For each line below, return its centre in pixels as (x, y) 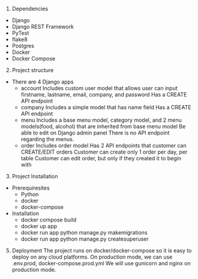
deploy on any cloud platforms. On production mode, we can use (92, 257)
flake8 (20, 39)
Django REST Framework (43, 27)
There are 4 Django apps (43, 82)
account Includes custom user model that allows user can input (99, 88)
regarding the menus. (47, 139)
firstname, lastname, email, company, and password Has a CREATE (104, 94)
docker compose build (49, 220)
